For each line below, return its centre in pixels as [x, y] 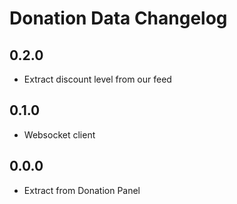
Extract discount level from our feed [97, 79]
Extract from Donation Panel [82, 190]
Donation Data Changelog [118, 18]
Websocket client [59, 134]
